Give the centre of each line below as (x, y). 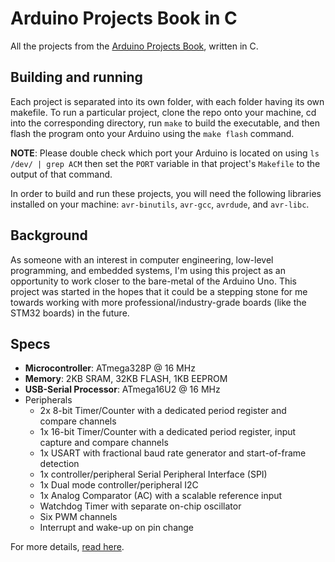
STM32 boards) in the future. (70, 313)
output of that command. (61, 174)
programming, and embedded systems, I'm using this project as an (148, 270)
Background (49, 235)
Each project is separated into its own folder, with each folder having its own (167, 101)
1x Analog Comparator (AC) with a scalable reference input (161, 496)
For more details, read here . (67, 547)
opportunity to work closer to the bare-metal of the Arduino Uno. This (154, 281)
